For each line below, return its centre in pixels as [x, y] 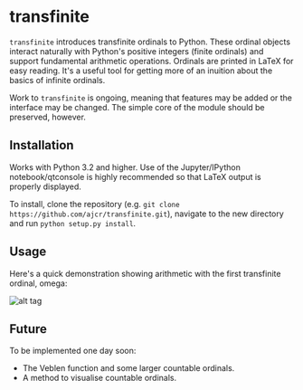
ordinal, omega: [38, 283]
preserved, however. [47, 117]
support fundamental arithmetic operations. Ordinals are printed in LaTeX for [151, 61]
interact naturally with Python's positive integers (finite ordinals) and [137, 51]
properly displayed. [45, 186]
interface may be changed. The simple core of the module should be [137, 107]
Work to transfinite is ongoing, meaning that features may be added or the [151, 98]
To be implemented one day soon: [73, 351]
